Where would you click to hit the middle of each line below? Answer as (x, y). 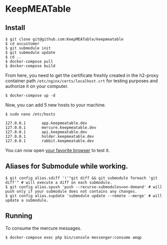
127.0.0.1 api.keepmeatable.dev (46, 132)
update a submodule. (27, 200)
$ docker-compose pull (29, 62)
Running (19, 216)
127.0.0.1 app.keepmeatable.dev (46, 123)
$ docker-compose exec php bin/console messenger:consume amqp (74, 237)
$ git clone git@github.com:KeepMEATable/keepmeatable (64, 39)
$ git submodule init (28, 48)
